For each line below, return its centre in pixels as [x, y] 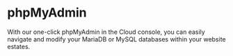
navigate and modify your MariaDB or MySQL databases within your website [116, 39]
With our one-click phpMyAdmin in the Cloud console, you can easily [106, 32]
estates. [19, 46]
